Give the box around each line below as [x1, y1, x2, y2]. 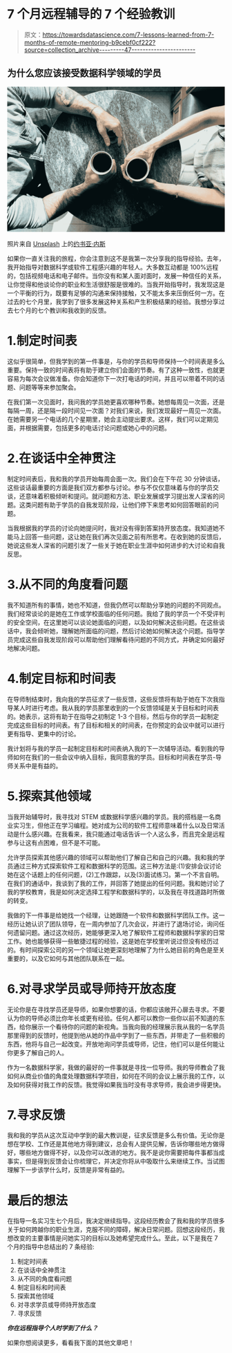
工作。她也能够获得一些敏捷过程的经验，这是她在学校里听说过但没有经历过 [7, 937, 219, 945]
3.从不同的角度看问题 [7, 577, 128, 592]
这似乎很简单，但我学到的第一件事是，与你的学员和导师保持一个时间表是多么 [7, 357, 225, 365]
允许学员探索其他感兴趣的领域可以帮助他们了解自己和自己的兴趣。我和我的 [7, 853, 219, 861]
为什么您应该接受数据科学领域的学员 [7, 67, 162, 80]
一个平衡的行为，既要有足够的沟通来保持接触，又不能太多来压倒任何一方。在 [7, 288, 225, 297]
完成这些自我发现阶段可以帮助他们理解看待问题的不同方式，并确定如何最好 [12, 635, 225, 644]
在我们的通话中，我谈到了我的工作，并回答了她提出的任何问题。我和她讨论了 [7, 879, 225, 887]
